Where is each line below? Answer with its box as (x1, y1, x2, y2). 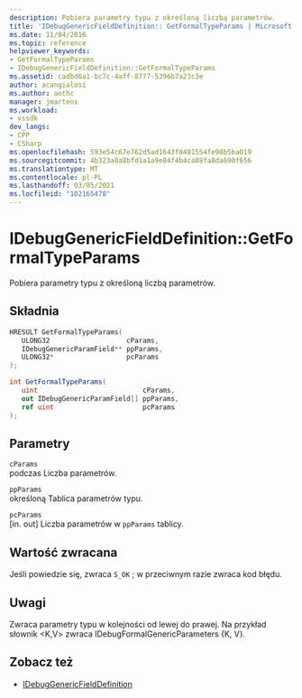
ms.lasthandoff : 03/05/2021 (9, 181, 115, 191)
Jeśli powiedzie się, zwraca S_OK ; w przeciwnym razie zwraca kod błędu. (9, 569, 282, 580)
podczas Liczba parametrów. (9, 468, 117, 479)
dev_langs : (9, 123, 50, 132)
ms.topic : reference (9, 38, 87, 48)
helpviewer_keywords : (9, 47, 91, 56)
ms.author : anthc (9, 88, 75, 98)
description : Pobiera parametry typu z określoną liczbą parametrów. (9, 13, 277, 23)
